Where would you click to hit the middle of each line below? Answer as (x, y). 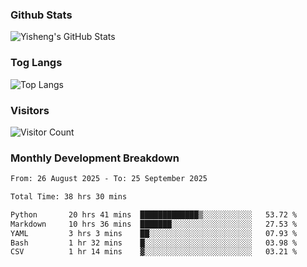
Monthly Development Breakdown (95, 158)
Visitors (30, 110)
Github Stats (41, 15)
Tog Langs (36, 63)
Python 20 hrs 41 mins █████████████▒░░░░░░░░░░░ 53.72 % (154, 214)
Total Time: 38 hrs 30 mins (69, 197)
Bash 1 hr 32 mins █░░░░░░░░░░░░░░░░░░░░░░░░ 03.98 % (154, 243)
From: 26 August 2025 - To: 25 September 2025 (109, 179)
